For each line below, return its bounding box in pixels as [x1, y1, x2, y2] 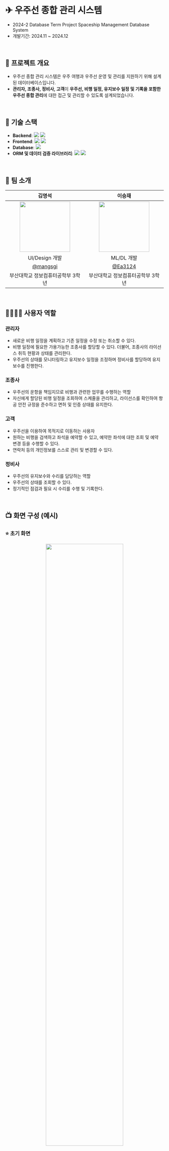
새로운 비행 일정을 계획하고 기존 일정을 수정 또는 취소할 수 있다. [12, 338, 136, 344]
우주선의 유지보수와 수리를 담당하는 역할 [12, 473, 91, 479]
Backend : [12, 132, 33, 139]
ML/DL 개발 [111, 254, 137, 262]
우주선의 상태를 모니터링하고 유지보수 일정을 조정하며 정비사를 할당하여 [12, 356, 151, 363]
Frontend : [12, 138, 34, 144]
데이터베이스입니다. [18, 79, 56, 86]
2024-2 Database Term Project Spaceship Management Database [12, 21, 150, 28]
